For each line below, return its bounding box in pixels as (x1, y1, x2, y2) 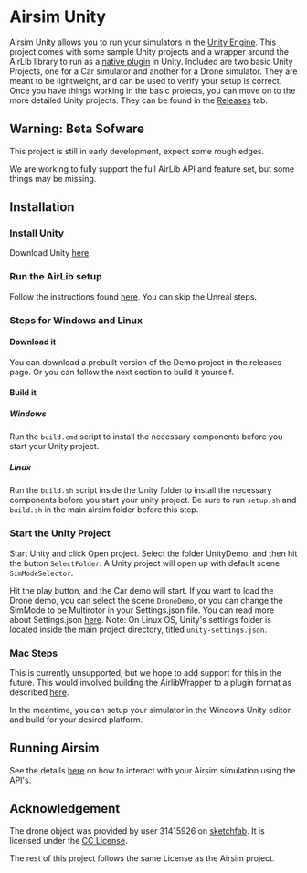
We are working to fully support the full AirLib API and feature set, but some (9, 163, 295, 174)
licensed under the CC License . (9, 835, 128, 846)
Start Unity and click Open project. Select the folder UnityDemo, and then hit (9, 548, 298, 559)
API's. (9, 774, 32, 785)
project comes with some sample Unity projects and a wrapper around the (9, 46, 290, 57)
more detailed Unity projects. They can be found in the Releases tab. (9, 94, 268, 106)
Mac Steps (9, 647, 58, 659)
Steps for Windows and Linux (9, 313, 143, 326)
